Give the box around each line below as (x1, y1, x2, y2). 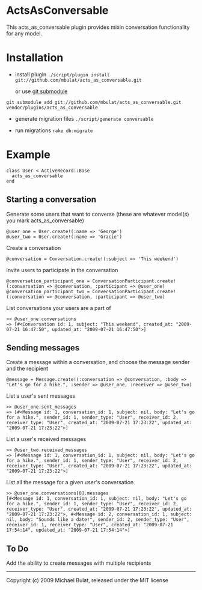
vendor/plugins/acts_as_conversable (6, 105, 98, 111)
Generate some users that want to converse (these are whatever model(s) (6, 210, 189, 217)
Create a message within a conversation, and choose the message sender (6, 359, 190, 366)
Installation (6, 51, 64, 65)
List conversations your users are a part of (6, 304, 111, 311)
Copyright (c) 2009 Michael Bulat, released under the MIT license (6, 577, 168, 584)
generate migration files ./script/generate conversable (14, 115, 154, 122)
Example (6, 148, 50, 162)
